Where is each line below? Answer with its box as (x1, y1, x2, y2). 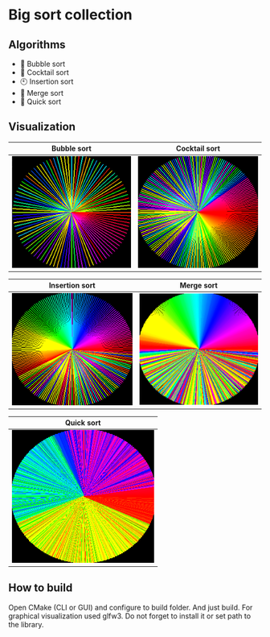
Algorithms (8, 38, 66, 52)
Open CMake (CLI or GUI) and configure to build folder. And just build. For (8, 602, 253, 612)
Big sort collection (8, 6, 133, 24)
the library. (8, 619, 44, 629)
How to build (8, 581, 73, 595)
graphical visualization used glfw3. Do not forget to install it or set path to (8, 610, 252, 621)
